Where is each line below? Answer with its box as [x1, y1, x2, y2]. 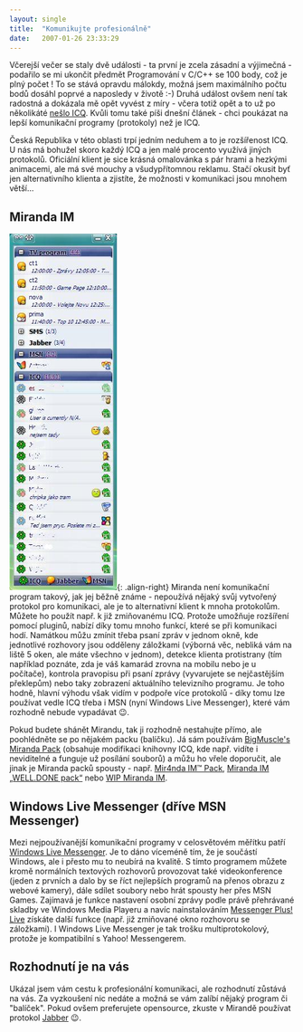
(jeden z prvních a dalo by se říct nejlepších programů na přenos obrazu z [9, 875, 286, 886]
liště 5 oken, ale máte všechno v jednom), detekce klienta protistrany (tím [9, 649, 282, 660]
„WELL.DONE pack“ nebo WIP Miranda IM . [9, 772, 168, 783]
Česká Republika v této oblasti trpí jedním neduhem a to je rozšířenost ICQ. [9, 135, 289, 146]
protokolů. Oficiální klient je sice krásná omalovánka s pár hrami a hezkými [9, 154, 288, 165]
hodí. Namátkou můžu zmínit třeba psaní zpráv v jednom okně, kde [9, 630, 259, 641]
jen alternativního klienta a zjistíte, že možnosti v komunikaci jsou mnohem [9, 173, 288, 185]
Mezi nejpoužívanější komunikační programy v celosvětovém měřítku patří [9, 837, 286, 847]
